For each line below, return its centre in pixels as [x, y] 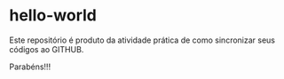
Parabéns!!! [30, 67]
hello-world [53, 16]
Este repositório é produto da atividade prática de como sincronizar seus [142, 40]
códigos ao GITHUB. [47, 49]
